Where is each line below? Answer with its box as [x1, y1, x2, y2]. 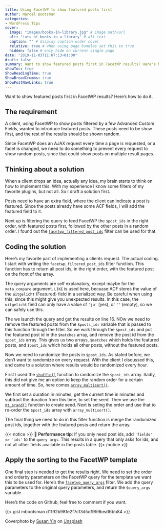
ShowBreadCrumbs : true [5, 75, 51, 80]
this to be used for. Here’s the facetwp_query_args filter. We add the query [5, 479, 153, 485]
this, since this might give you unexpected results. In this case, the [5, 296, 139, 302]
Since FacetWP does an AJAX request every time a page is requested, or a [5, 141, 156, 146]
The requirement [5, 108, 58, 116]
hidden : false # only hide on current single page [9, 48, 115, 53]
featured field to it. [5, 209, 42, 215]
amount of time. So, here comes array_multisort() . [5, 382, 109, 388]
